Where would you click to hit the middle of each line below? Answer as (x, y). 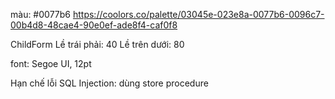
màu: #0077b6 (41, 14)
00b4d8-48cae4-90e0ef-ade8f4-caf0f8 (94, 25)
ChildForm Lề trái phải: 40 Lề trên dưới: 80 (97, 44)
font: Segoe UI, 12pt (51, 63)
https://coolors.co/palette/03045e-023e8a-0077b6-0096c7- (198, 14)
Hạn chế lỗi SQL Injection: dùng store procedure (109, 83)
